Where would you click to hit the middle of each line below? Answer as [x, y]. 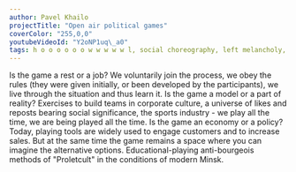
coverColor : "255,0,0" [51, 34]
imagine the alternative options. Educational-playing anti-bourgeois [132, 150]
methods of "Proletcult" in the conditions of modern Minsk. [117, 160]
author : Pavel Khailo [49, 17]
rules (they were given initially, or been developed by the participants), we [144, 85]
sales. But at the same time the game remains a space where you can [136, 141]
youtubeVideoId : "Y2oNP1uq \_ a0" [68, 42]
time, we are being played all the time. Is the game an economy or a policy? [146, 122]
